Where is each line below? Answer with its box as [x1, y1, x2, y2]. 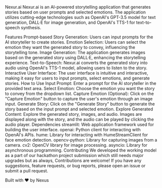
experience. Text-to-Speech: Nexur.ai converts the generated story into [5, 60, 148, 65]
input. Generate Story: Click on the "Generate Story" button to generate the [5, 101, 155, 107]
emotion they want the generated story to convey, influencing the [5, 45, 135, 50]
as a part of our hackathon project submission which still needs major [5, 153, 144, 158]
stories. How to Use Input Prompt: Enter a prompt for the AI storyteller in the [5, 80, 156, 86]
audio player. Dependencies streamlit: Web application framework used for [5, 122, 154, 127]
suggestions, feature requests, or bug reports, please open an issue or [5, 163, 146, 169]
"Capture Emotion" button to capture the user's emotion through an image [5, 96, 153, 101]
